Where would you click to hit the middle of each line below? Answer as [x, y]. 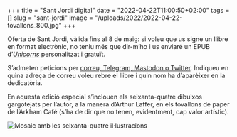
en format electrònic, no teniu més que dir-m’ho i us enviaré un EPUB [109, 46]
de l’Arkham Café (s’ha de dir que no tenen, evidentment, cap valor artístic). [118, 112]
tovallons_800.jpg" [35, 25]
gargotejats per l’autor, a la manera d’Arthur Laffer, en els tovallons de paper [118, 104]
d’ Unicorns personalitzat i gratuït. [56, 54]
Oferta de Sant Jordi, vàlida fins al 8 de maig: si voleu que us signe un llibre [118, 39]
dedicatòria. [25, 83]
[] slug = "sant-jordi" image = [51, 18]
